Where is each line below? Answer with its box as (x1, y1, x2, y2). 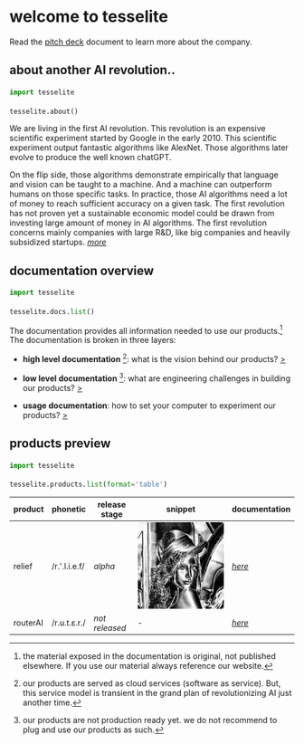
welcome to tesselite (9, 6, 169, 27)
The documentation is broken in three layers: (9, 335, 176, 346)
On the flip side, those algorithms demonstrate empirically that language (9, 169, 279, 180)
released (93, 622, 127, 633)
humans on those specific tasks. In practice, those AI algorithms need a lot (9, 188, 288, 200)
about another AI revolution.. (9, 62, 176, 78)
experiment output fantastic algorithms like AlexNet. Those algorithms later (9, 142, 290, 153)
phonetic (51, 504, 87, 515)
